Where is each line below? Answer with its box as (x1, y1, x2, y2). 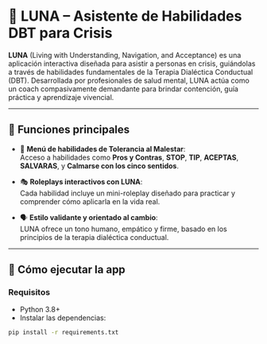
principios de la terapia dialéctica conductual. (19, 232, 169, 242)
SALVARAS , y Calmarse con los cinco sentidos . (19, 160, 180, 170)
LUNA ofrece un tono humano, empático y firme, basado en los (19, 224, 228, 234)
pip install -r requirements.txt (8, 329, 119, 337)
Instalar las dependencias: (19, 313, 106, 323)
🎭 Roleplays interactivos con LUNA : (19, 176, 143, 186)
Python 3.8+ (19, 305, 61, 315)
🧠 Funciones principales (8, 123, 130, 137)
